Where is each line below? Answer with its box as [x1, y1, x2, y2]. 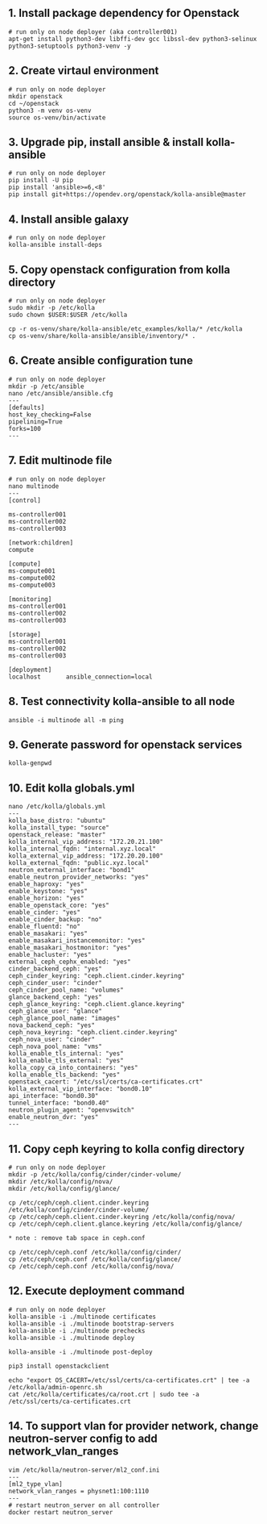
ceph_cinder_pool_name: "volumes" [8, 986, 125, 995]
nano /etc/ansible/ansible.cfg [8, 389, 113, 398]
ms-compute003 [8, 581, 56, 589]
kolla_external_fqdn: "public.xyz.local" [8, 859, 150, 867]
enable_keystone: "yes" [8, 887, 88, 896]
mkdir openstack [8, 92, 63, 100]
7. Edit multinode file [8, 453, 113, 467]
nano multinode [8, 482, 60, 491]
